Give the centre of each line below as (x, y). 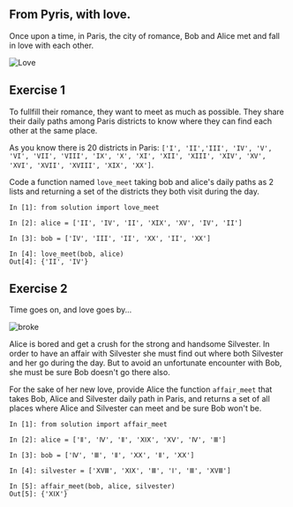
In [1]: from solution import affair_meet (88, 425)
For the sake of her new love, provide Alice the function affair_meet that (141, 389)
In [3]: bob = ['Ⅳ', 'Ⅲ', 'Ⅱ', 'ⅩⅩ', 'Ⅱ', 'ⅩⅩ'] (102, 456)
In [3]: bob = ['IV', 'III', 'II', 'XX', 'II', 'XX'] (110, 238)
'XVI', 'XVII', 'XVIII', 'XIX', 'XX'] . (82, 165)
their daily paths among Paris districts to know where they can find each (141, 121)
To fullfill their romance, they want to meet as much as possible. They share (147, 111)
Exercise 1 (38, 91)
